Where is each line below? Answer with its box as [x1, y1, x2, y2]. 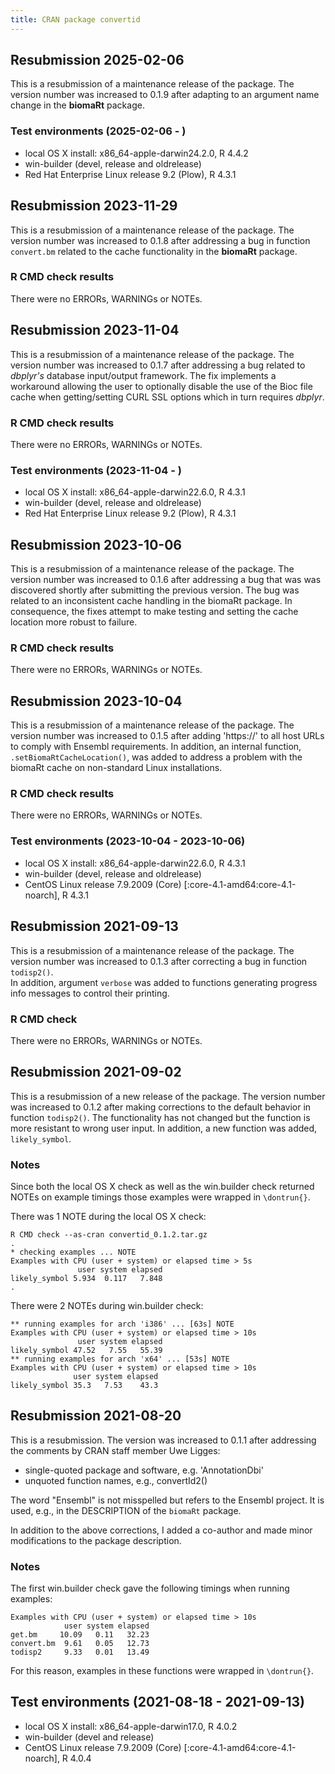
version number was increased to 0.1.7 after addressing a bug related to [10, 359, 306, 371]
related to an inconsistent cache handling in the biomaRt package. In [10, 595, 293, 607]
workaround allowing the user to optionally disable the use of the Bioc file [10, 380, 313, 392]
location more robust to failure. [10, 616, 138, 628]
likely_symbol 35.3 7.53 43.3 [10, 1380, 159, 1390]
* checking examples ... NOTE [10, 1247, 137, 1257]
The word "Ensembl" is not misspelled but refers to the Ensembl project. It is [10, 1494, 325, 1506]
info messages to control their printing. [10, 987, 170, 999]
